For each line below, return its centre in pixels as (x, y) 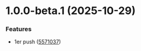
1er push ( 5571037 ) (38, 42)
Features (19, 29)
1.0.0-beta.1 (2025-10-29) (70, 11)
